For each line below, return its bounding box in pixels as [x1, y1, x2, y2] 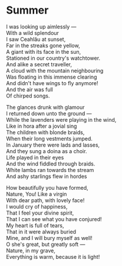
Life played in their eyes [6, 154, 64, 161]
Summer [6, 4, 49, 17]
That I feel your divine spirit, [6, 209, 74, 216]
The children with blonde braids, [6, 128, 85, 136]
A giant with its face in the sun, [6, 48, 81, 55]
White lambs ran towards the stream [6, 166, 94, 173]
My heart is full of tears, [6, 222, 64, 229]
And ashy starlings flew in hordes [6, 173, 87, 180]
